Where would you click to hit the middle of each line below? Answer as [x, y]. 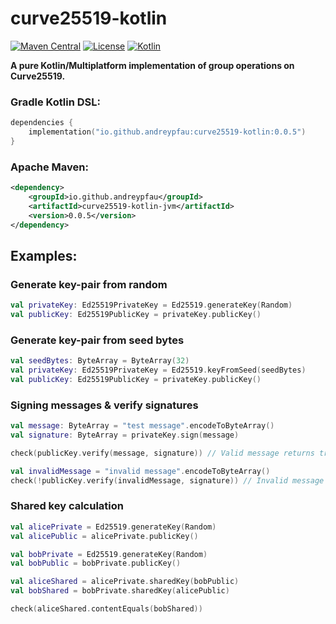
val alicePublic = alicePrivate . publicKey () [104, 536]
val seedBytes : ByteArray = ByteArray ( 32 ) [100, 361]
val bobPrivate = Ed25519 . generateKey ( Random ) [109, 554]
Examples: [44, 255]
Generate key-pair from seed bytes [97, 340]
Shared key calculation [67, 506]
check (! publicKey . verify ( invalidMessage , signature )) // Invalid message [167, 480]
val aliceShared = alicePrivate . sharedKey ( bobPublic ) [125, 582]
